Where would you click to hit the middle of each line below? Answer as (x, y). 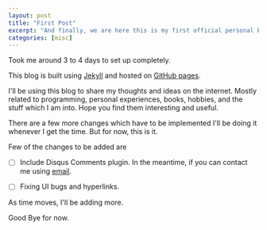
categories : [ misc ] (41, 38)
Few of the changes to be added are (68, 147)
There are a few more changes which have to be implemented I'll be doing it (133, 123)
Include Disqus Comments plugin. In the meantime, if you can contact (133, 163)
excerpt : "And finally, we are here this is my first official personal (131, 30)
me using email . (46, 171)
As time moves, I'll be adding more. (66, 202)
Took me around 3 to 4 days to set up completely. (89, 60)
